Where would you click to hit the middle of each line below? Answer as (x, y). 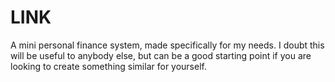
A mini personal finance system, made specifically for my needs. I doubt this (167, 45)
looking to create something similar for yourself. (108, 66)
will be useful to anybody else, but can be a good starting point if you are (161, 55)
